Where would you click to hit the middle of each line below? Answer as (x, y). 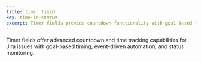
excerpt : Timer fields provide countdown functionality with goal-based (99, 23)
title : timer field (31, 12)
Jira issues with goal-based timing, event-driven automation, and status (95, 46)
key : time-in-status (32, 17)
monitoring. (20, 53)
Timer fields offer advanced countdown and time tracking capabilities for (96, 40)
